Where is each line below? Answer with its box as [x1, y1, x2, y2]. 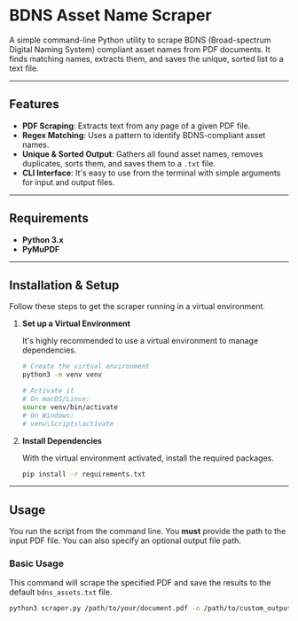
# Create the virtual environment [21, 362, 150, 371]
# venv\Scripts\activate [21, 419, 114, 428]
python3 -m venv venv [21, 370, 103, 379]
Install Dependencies [21, 435, 102, 446]
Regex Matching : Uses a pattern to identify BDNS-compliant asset [21, 129, 266, 140]
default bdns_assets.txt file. [9, 586, 113, 598]
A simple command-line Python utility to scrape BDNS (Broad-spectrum [9, 35, 272, 45]
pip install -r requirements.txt [21, 470, 146, 478]
